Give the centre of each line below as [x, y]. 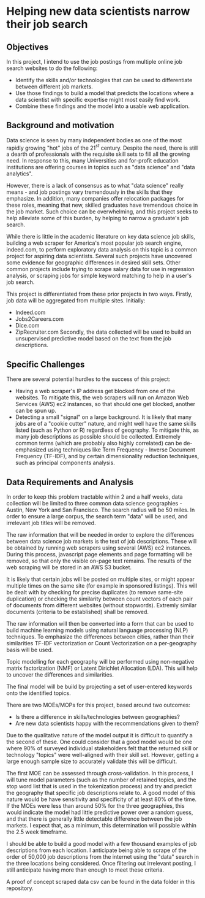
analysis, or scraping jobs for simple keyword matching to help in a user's [99, 276]
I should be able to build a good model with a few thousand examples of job [102, 844]
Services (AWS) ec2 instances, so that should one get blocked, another [105, 404]
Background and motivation [60, 125]
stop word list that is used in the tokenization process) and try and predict [99, 786]
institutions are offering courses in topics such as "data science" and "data [101, 167]
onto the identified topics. [39, 693]
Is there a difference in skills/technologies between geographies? [98, 717]
